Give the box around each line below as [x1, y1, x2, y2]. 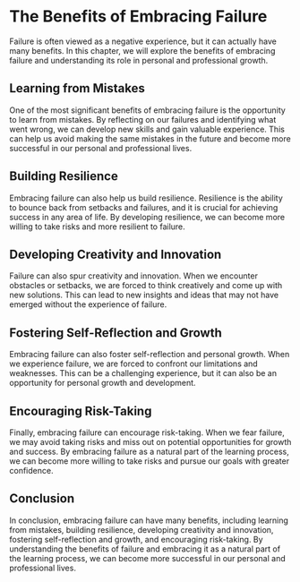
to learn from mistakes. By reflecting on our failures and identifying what [9, 114, 277, 124]
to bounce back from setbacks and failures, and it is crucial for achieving [9, 201, 279, 212]
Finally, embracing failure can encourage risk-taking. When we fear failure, [9, 427, 285, 438]
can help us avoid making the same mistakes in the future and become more [9, 133, 291, 144]
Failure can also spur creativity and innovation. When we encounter [9, 270, 258, 281]
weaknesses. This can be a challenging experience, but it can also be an [9, 368, 278, 379]
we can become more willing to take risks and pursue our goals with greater [9, 456, 289, 466]
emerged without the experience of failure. [9, 299, 167, 310]
